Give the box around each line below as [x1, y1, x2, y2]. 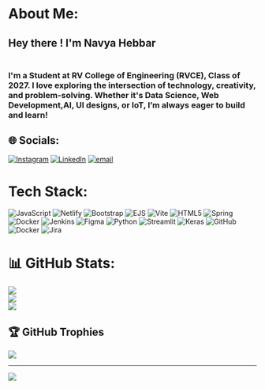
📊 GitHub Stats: [8, 255, 116, 273]
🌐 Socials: [8, 134, 60, 147]
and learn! [8, 109, 49, 120]
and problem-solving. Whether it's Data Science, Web [8, 89, 219, 100]
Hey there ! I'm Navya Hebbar [8, 36, 156, 50]
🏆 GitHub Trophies [8, 325, 105, 338]
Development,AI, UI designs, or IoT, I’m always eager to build [8, 100, 246, 111]
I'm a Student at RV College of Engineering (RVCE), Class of [8, 70, 241, 81]
